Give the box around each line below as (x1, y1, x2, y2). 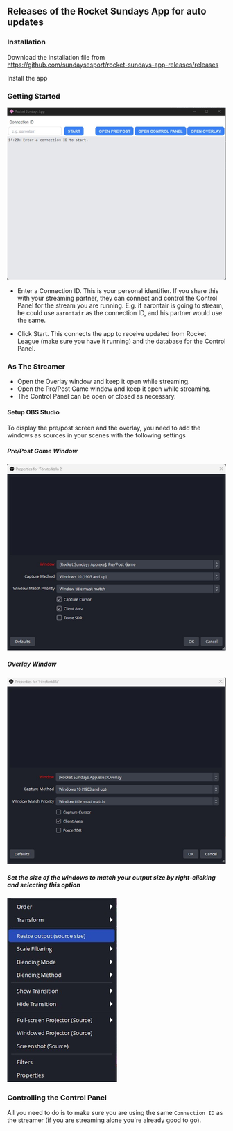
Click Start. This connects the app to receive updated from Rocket (17, 330, 207, 338)
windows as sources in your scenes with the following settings (7, 430, 186, 439)
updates (7, 17, 44, 28)
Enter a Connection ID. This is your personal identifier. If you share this (17, 287, 219, 295)
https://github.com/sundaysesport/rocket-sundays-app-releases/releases (7, 60, 219, 69)
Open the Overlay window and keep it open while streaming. (17, 378, 190, 386)
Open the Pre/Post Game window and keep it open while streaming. (17, 385, 212, 393)
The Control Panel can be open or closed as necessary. (17, 392, 176, 401)
